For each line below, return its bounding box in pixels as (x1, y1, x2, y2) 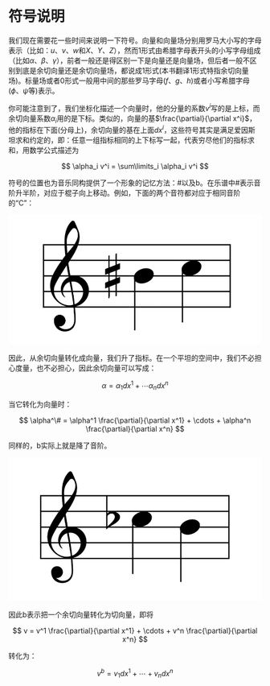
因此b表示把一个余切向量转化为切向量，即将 (8, 610, 154, 620)
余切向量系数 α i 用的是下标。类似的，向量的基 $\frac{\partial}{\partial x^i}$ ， (8, 114, 257, 125)
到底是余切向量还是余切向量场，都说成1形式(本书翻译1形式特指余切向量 (14, 65, 249, 75)
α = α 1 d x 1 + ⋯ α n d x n (101, 379, 169, 392)
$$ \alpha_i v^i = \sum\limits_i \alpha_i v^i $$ (61, 162, 209, 171)
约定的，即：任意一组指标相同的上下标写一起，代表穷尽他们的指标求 (29, 135, 255, 145)
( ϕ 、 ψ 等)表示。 (8, 85, 59, 95)
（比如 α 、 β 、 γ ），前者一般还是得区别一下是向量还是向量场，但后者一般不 (8, 56, 251, 65)
